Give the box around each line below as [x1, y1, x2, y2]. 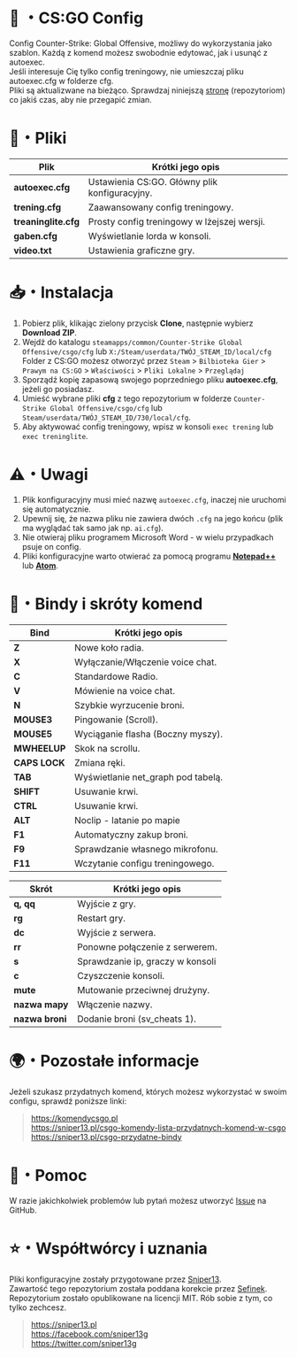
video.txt [13, 244, 52, 257]
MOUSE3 [13, 713, 53, 726]
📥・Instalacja [9, 282, 114, 303]
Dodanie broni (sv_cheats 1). [76, 1013, 197, 1025]
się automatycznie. [21, 504, 91, 514]
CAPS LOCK [13, 756, 65, 768]
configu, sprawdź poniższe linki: [9, 1095, 127, 1106]
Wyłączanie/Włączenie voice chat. [74, 656, 217, 668]
